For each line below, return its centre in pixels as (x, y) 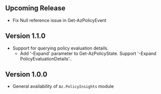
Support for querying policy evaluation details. (60, 48)
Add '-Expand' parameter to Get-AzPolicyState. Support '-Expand (88, 53)
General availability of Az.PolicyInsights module (63, 86)
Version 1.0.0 (26, 74)
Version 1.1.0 (25, 36)
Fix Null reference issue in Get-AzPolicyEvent (59, 20)
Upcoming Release (35, 8)
